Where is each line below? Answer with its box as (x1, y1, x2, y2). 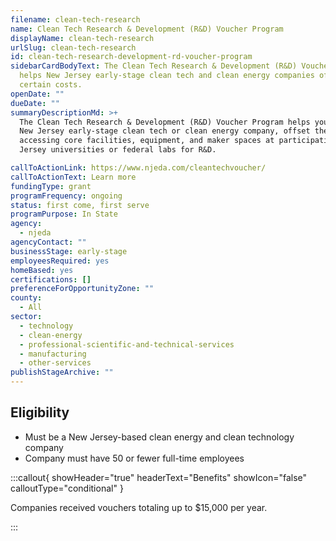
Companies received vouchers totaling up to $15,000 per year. (10, 501, 268, 513)
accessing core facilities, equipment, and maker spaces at (19, 136, 275, 146)
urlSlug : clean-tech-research (10, 42, 137, 53)
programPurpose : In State (10, 209, 118, 220)
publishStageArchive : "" (10, 367, 114, 378)
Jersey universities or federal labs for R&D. (19, 145, 217, 155)
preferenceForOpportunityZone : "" (10, 284, 155, 294)
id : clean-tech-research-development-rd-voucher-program (10, 52, 253, 62)
